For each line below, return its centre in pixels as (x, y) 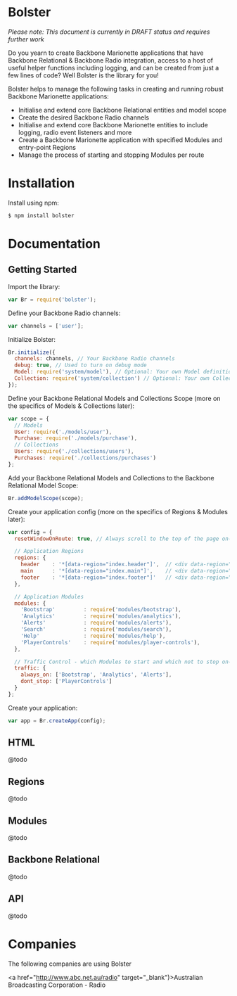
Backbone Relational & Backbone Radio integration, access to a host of (111, 60)
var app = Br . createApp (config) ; (57, 721)
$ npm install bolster (41, 215)
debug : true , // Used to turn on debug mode (81, 365)
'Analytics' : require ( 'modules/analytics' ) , (101, 616)
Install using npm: (33, 203)
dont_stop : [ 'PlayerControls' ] (66, 682)
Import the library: (34, 286)
